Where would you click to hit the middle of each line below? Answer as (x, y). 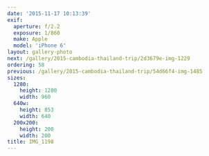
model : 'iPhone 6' (40, 46)
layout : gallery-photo (40, 52)
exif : (15, 20)
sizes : (17, 78)
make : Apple (31, 39)
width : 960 (35, 97)
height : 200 (37, 129)
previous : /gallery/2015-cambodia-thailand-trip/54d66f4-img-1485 (105, 71)
